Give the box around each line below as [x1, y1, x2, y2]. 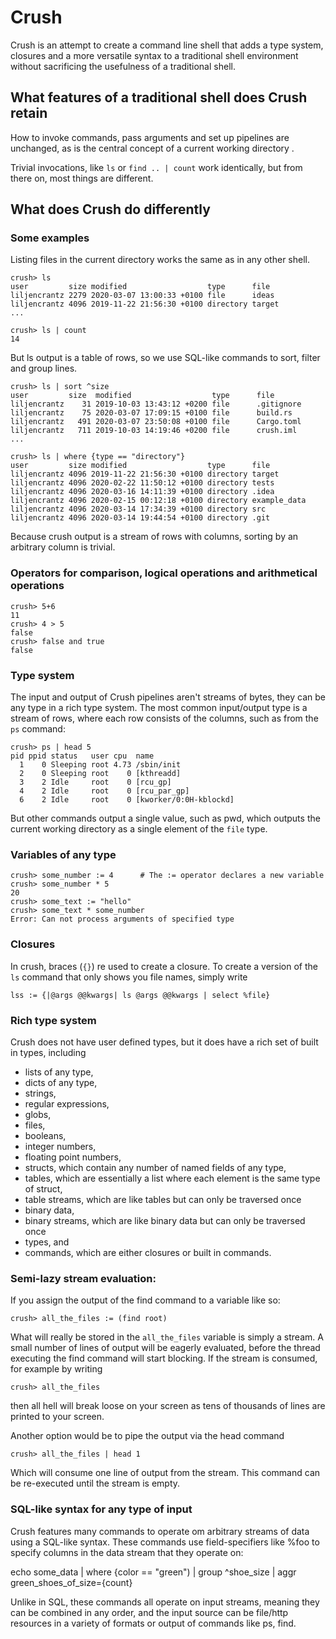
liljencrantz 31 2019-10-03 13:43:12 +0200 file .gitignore [10, 399, 302, 410]
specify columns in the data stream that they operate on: [10, 1546, 244, 1558]
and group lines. [10, 362, 78, 375]
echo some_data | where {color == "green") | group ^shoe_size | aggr [10, 1566, 297, 1578]
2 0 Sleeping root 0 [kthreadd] [19, 769, 182, 779]
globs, [24, 1108, 52, 1120]
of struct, [24, 1182, 63, 1195]
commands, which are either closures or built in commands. [24, 1246, 272, 1258]
